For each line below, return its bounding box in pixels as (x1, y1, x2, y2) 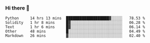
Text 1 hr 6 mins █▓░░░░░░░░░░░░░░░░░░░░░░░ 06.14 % (5, 24, 145, 29)
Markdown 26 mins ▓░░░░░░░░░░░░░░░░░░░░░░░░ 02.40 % (5, 33, 145, 38)
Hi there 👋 (5, 4, 30, 11)
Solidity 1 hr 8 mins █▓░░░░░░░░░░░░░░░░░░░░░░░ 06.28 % (5, 20, 145, 25)
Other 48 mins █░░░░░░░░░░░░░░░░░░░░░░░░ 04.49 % (5, 29, 145, 34)
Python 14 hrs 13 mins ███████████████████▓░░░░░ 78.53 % (5, 16, 145, 21)
